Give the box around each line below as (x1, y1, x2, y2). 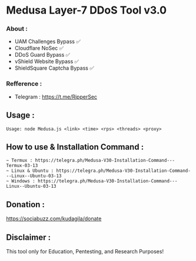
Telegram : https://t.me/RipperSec (14, 93, 98, 100)
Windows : (11, 178, 35, 184)
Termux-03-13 (6, 163, 38, 169)
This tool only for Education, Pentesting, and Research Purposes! (6, 248, 164, 255)
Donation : (6, 199, 45, 210)
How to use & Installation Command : (6, 142, 144, 152)
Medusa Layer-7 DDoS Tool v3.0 (6, 4, 167, 17)
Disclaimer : (6, 232, 51, 242)
